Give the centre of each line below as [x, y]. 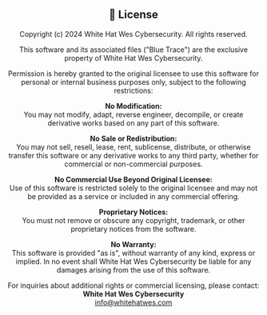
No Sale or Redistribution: [133, 138]
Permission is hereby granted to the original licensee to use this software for [133, 74]
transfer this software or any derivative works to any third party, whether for [133, 155]
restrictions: [133, 90]
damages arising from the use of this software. [133, 269]
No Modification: [133, 106]
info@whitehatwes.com [133, 302]
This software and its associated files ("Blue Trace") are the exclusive [133, 50]
